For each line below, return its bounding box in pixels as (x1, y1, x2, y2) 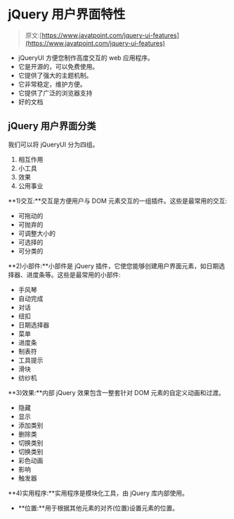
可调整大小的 (18, 229, 56, 237)
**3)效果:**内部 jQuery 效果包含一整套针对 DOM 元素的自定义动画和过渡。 (8, 388, 225, 396)
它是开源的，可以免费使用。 (18, 62, 99, 70)
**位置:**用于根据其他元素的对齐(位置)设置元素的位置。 (18, 504, 179, 512)
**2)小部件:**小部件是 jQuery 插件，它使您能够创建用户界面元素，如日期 (8, 261, 219, 270)
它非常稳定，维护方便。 (18, 80, 86, 88)
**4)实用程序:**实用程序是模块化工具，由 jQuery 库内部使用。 (8, 489, 189, 497)
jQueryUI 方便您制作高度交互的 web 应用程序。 (18, 54, 154, 62)
